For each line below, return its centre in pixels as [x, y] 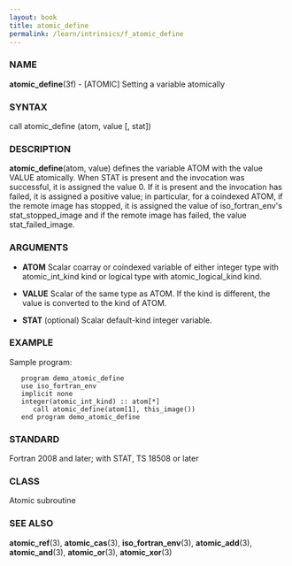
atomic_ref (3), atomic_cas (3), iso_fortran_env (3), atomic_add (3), [131, 543]
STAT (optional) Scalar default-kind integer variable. [117, 320]
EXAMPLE [31, 343]
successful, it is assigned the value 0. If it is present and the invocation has [146, 187]
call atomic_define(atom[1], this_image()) [114, 409]
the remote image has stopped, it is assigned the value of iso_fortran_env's [146, 206]
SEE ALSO [31, 524]
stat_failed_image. [42, 225]
